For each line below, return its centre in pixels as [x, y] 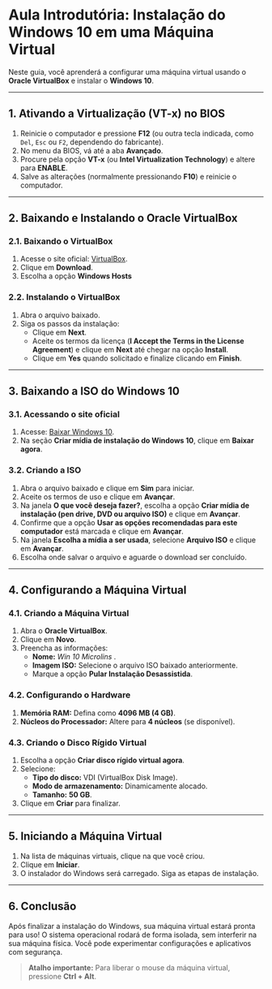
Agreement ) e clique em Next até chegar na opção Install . [130, 349]
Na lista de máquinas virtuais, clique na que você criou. [112, 856]
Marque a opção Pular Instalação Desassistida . [112, 674]
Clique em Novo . [48, 640]
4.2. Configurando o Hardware [70, 695]
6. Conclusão [42, 907]
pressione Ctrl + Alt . [62, 976]
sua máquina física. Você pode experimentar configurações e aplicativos [130, 943]
